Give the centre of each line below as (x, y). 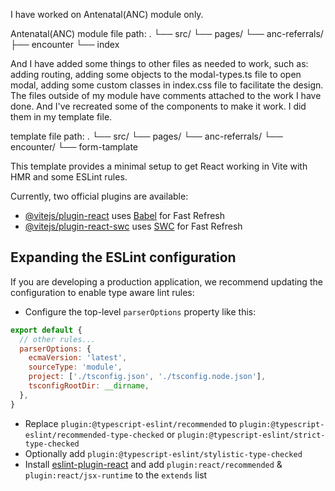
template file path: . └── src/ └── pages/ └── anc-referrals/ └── (146, 136)
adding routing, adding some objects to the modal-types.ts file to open (156, 74)
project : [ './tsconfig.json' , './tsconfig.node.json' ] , (147, 377)
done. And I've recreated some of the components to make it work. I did (158, 106)
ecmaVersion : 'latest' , (78, 358)
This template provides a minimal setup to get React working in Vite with (159, 166)
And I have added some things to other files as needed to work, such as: (159, 63)
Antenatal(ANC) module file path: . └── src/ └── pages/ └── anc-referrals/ (167, 33)
